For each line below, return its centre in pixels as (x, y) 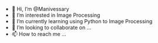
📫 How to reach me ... (39, 34)
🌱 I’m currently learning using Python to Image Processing (82, 21)
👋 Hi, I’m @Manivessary (40, 9)
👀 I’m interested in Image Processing (56, 15)
